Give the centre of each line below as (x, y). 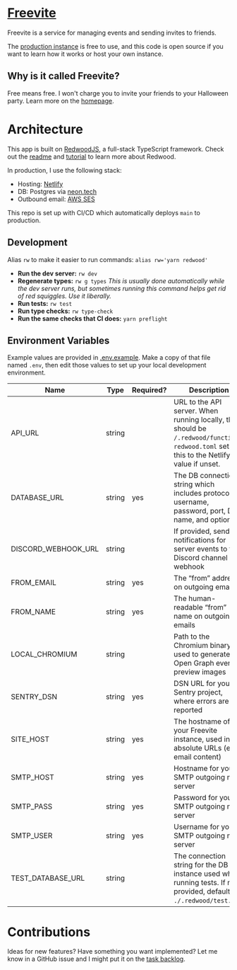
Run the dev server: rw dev (57, 273)
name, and (191, 520)
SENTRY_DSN (34, 697)
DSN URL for (195, 683)
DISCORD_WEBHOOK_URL (55, 549)
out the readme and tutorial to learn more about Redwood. (92, 156)
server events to (201, 549)
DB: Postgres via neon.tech (57, 191)
